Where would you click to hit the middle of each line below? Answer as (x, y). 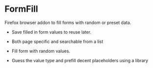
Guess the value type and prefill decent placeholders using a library (80, 60)
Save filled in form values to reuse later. (51, 32)
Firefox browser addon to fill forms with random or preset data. (68, 23)
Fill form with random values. (41, 51)
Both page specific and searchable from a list (57, 41)
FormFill (22, 9)
